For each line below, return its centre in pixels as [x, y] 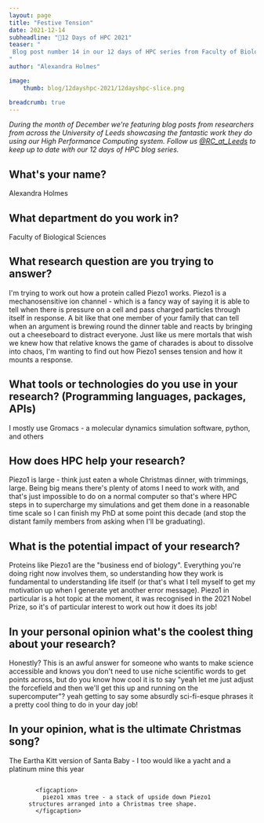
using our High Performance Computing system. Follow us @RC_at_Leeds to [133, 141]
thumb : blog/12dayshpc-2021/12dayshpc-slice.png [104, 88]
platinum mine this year [47, 769]
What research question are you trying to [111, 261]
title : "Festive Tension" [51, 23]
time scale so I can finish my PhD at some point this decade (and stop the [127, 513]
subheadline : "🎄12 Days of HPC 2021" [71, 37]
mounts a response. [41, 359]
